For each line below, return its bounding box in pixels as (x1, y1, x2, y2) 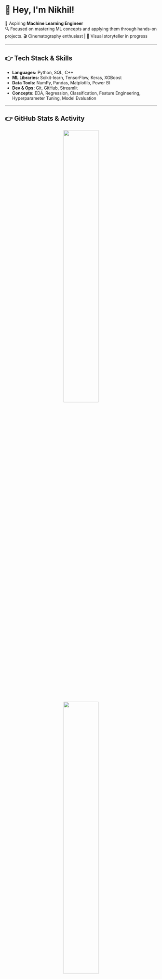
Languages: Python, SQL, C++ (12, 69, 74, 75)
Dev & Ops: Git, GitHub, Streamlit (12, 85, 78, 91)
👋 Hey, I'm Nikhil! (5, 4, 75, 16)
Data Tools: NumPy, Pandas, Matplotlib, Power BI (12, 80, 110, 85)
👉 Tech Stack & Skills (5, 54, 72, 63)
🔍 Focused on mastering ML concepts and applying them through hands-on (5, 26, 157, 32)
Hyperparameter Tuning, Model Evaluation (12, 95, 96, 101)
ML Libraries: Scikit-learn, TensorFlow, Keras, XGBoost (12, 75, 122, 80)
